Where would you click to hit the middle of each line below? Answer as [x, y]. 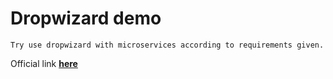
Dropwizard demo [86, 18]
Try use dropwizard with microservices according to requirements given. [167, 45]
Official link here [44, 63]
